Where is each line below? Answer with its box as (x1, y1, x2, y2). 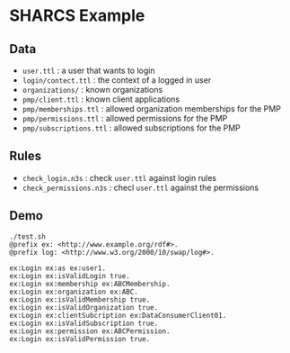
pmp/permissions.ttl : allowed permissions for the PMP (22, 113, 228, 123)
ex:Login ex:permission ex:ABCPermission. (9, 326, 171, 336)
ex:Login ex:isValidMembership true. (9, 294, 151, 304)
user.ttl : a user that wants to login (22, 65, 155, 76)
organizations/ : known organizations (22, 85, 163, 95)
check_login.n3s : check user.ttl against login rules (22, 172, 217, 183)
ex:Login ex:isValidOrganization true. (9, 303, 159, 312)
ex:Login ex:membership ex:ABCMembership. (9, 279, 171, 288)
